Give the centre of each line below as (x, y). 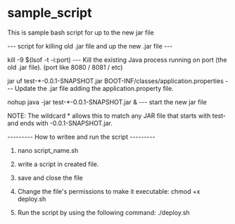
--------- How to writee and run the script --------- (82, 137)
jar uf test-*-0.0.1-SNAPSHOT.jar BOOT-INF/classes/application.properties (115, 81)
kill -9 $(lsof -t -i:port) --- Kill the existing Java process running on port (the (117, 60)
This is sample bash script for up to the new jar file (81, 32)
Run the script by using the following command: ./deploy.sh (103, 212)
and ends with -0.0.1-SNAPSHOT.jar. (60, 123)
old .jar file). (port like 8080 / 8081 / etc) (65, 67)
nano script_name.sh (48, 150)
